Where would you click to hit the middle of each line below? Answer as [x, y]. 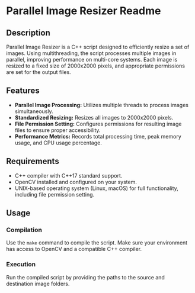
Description [28, 33]
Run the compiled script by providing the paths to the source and [85, 277]
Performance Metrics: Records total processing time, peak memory [98, 136]
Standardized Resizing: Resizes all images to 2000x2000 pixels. [94, 117]
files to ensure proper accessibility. [57, 130]
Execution [21, 265]
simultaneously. [34, 111]
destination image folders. [38, 284]
